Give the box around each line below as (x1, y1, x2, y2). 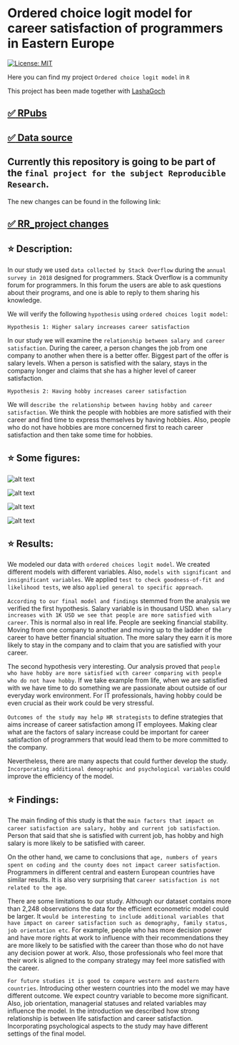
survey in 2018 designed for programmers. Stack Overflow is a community (7, 273, 228, 281)
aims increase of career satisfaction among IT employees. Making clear (7, 720, 218, 729)
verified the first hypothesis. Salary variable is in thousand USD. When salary (7, 605, 232, 613)
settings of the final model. (7, 1029, 86, 1038)
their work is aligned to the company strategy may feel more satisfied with (7, 956, 225, 965)
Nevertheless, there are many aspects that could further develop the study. (7, 757, 228, 765)
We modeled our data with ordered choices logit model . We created (7, 560, 210, 569)
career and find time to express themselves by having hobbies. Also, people (7, 415, 230, 424)
